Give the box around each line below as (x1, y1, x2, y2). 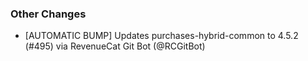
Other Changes (10, 7, 87, 21)
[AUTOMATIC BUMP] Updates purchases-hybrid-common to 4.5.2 (24, 30, 299, 42)
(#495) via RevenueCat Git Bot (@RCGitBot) (24, 40, 206, 52)
